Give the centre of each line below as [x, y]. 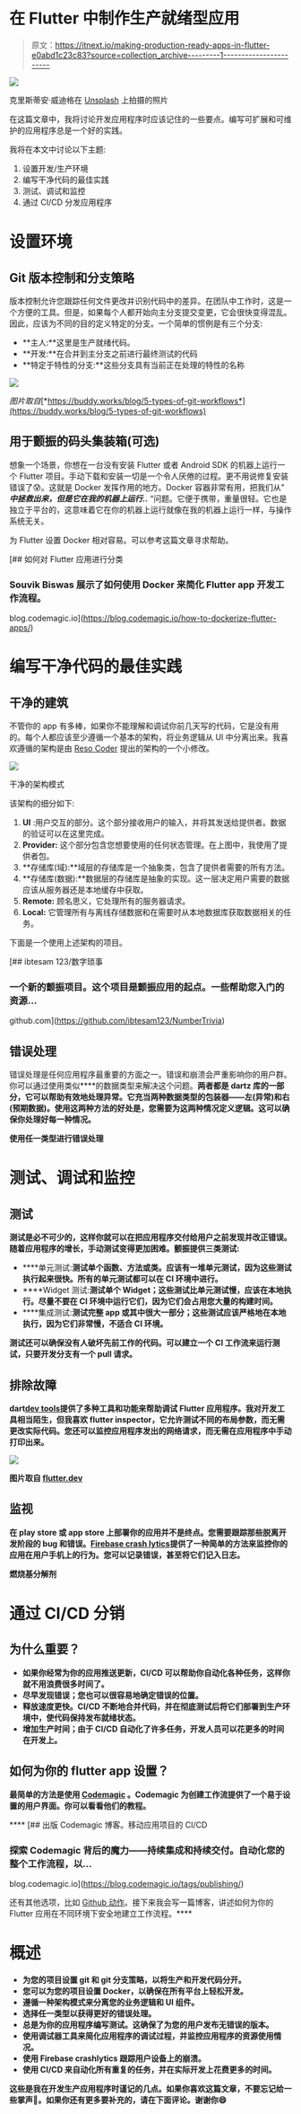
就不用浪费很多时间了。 [65, 1684]
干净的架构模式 [37, 784]
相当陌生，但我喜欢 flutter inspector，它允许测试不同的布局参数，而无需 [150, 1419]
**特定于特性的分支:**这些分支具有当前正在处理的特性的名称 [133, 365]
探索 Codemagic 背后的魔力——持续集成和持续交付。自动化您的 [147, 1850]
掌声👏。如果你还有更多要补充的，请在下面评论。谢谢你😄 [121, 2100]
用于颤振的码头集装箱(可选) [84, 441]
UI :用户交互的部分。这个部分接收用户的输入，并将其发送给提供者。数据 [154, 823]
